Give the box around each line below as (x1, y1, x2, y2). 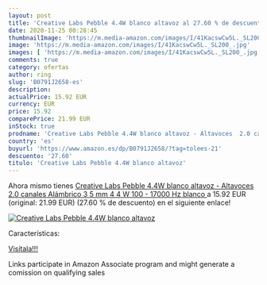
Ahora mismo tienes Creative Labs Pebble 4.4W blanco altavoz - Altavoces (8, 181, 254, 191)
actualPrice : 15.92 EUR (8, 93, 87, 101)
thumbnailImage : (8, 33, 62, 42)
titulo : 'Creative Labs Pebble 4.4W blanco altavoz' (8, 160, 187, 168)
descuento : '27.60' (8, 152, 73, 160)
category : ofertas (8, 64, 69, 71)
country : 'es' (8, 137, 56, 145)
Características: (8, 229, 60, 238)
